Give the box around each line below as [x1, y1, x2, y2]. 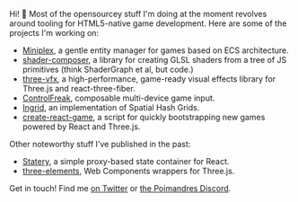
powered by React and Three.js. [22, 121, 141, 132]
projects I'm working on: [9, 28, 100, 38]
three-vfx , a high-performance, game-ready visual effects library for [22, 74, 276, 84]
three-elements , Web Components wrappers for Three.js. [22, 166, 235, 176]
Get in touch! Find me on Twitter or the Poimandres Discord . [9, 183, 232, 193]
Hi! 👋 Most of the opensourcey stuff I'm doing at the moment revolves [9, 9, 267, 19]
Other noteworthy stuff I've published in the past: [9, 139, 191, 149]
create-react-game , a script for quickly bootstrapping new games [22, 112, 266, 122]
